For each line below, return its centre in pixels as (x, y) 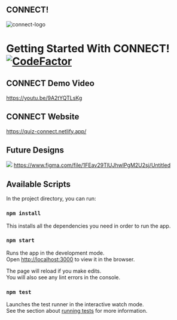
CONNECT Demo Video (50, 83)
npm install (24, 213)
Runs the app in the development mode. (55, 253)
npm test (19, 292)
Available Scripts (38, 184)
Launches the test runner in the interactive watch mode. (75, 304)
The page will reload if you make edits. (54, 271)
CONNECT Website (43, 117)
